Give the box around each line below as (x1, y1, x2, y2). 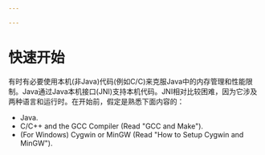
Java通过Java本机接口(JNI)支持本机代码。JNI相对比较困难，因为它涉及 (22, 86, 258, 96)
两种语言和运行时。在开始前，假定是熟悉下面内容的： (8, 96, 185, 106)
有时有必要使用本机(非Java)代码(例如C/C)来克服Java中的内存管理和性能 (8, 76, 247, 86)
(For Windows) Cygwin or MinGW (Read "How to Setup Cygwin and (19, 129, 244, 139)
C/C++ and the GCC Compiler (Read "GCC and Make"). (19, 121, 203, 131)
